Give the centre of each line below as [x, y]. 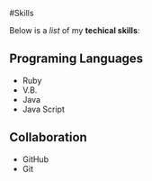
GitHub [36, 159]
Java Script [43, 109]
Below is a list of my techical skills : [75, 30]
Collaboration [48, 137]
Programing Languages [76, 59]
